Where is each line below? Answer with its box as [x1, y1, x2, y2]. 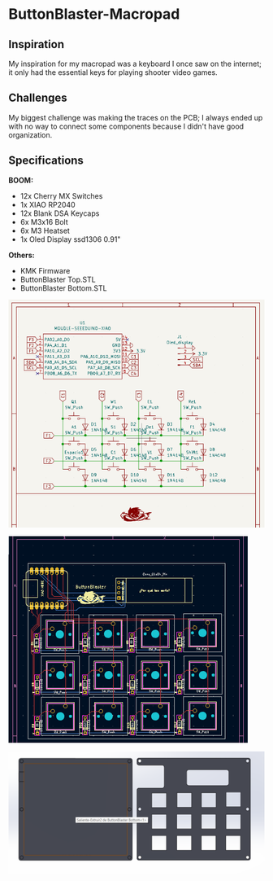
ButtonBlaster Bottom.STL [19, 283, 107, 293]
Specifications [8, 154, 84, 168]
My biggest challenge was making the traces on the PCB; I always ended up [8, 112, 263, 122]
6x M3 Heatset [19, 226, 71, 235]
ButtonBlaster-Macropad [8, 5, 180, 24]
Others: [8, 250, 35, 260]
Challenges [8, 91, 67, 105]
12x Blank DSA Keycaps [19, 208, 100, 218]
